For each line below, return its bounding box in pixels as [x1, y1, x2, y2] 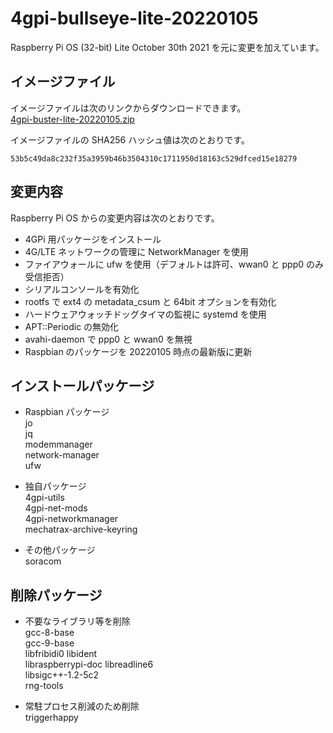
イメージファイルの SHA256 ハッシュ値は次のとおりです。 [10, 133, 250, 146]
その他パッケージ [24, 544, 96, 556]
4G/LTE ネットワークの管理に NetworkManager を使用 [24, 245, 250, 257]
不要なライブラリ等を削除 [24, 615, 131, 627]
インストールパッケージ [10, 377, 155, 394]
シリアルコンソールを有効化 [24, 283, 140, 295]
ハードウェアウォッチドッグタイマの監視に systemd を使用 [24, 308, 267, 320]
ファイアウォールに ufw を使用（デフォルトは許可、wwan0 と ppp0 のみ [24, 258, 325, 270]
